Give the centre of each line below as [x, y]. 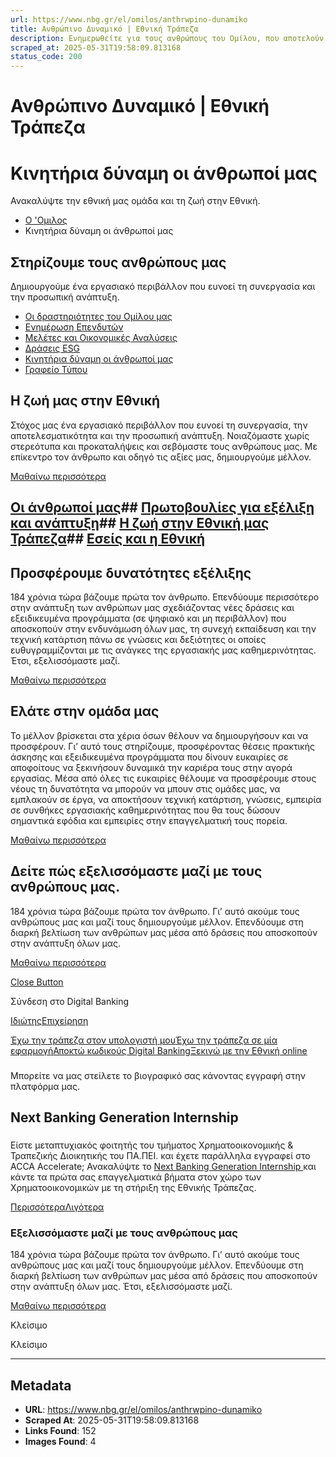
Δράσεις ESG [52, 348]
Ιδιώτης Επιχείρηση [49, 1020]
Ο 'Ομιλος [46, 220]
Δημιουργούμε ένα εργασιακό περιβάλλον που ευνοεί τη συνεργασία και [163, 287]
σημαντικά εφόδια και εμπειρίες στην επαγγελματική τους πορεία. [149, 820]
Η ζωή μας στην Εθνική [85, 401]
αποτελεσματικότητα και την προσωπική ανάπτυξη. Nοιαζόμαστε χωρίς [160, 435]
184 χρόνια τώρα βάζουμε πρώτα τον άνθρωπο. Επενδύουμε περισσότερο [165, 597]
